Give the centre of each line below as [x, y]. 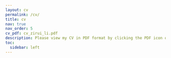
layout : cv [17, 10]
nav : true [16, 24]
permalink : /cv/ [22, 15]
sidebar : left [25, 47]
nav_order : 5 [19, 29]
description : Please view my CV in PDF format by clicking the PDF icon [84, 38]
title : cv [16, 19]
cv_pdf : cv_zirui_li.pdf [32, 33]
